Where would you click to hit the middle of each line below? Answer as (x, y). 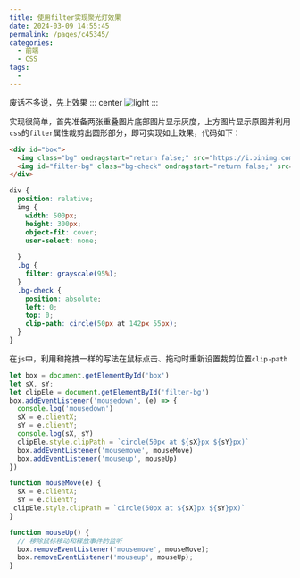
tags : (19, 68)
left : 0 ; (42, 307)
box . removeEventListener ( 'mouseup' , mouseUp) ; (105, 557)
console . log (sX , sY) (55, 434)
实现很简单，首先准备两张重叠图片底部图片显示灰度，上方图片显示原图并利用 (150, 121)
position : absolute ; (63, 299)
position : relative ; (55, 199)
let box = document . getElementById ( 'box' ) (89, 375)
